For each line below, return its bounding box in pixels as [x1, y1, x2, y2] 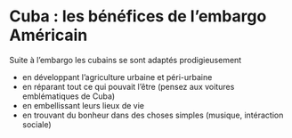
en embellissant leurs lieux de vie [21, 100, 145, 110]
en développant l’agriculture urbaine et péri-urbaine [21, 71, 213, 82]
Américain [9, 25, 88, 45]
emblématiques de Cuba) [21, 91, 116, 101]
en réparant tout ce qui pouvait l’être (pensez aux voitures [21, 81, 235, 92]
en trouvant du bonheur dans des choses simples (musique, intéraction [21, 110, 284, 120]
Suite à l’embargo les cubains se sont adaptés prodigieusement [9, 54, 242, 65]
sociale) [21, 118, 52, 130]
